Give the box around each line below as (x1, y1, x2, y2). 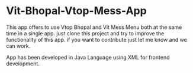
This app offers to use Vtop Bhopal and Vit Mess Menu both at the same (6, 24, 182, 31)
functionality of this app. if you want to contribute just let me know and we (6, 36, 188, 43)
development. (6, 60, 40, 67)
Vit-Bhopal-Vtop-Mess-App (6, 4, 147, 18)
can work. (6, 42, 31, 49)
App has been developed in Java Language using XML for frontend (6, 54, 170, 61)
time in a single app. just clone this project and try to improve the (6, 29, 165, 36)
